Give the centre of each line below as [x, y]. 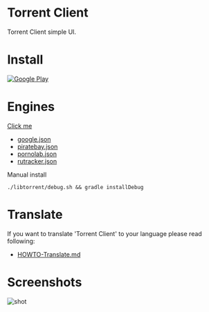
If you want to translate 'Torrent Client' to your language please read [104, 233]
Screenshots [45, 282]
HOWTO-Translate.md [49, 254]
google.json [34, 139]
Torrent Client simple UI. [42, 32]
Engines [31, 107]
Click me [20, 126]
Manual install [27, 175]
